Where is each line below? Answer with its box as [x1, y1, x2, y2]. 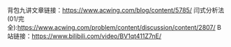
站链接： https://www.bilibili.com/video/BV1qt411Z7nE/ [7, 32, 162, 40]
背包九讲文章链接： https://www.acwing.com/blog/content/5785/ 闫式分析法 [7, 6, 225, 14]
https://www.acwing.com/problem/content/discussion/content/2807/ [17, 23, 216, 31]
